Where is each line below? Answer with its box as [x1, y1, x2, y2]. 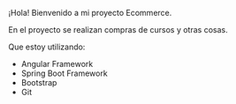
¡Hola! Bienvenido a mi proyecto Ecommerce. [8, 8, 172, 18]
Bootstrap [20, 78, 57, 87]
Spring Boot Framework [20, 68, 108, 78]
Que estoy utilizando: [8, 41, 86, 52]
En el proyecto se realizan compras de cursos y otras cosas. [8, 25, 228, 34]
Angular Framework [20, 59, 94, 69]
